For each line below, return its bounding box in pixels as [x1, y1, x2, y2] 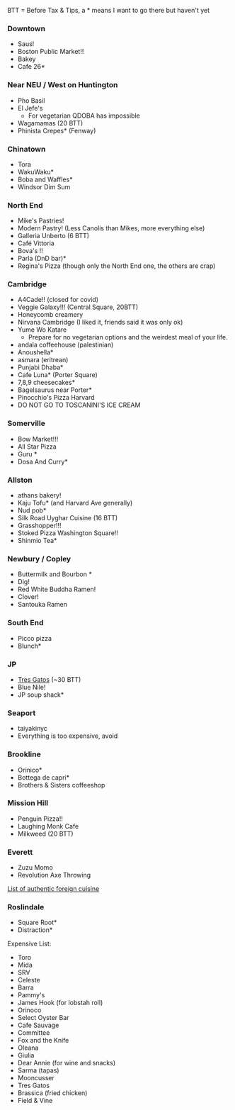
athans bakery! [17, 491, 62, 500]
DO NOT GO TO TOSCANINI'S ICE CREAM [17, 400, 141, 410]
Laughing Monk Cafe [17, 822, 79, 830]
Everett [7, 847, 33, 857]
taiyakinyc [17, 724, 48, 733]
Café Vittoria [17, 239, 55, 247]
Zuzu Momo [17, 863, 53, 872]
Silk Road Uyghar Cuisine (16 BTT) [17, 514, 118, 522]
